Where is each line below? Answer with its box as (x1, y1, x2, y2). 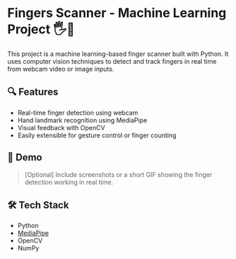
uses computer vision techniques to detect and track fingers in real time (7, 57, 217, 65)
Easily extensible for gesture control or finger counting (17, 131, 177, 139)
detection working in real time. (24, 178, 114, 186)
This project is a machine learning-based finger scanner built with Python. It (7, 50, 229, 58)
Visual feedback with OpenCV (17, 123, 105, 132)
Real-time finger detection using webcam (17, 108, 138, 117)
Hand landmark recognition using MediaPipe (17, 115, 148, 125)
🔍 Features (7, 86, 59, 98)
